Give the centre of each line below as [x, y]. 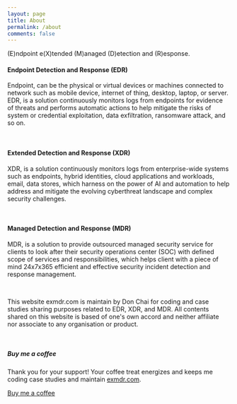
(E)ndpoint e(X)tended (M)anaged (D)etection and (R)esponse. [99, 54]
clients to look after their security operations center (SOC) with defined [111, 251]
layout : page [27, 14]
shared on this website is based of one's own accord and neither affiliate [113, 316]
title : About [27, 20]
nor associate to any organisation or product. [73, 324]
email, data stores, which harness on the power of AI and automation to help [118, 184]
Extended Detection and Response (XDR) [69, 153]
